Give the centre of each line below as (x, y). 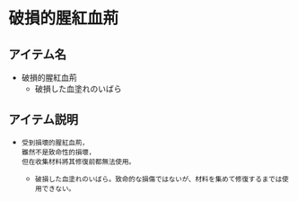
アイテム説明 (43, 120)
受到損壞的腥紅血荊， (55, 143)
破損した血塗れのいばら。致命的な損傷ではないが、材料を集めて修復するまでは (158, 179)
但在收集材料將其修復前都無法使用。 (78, 162)
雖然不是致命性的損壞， (58, 152)
